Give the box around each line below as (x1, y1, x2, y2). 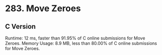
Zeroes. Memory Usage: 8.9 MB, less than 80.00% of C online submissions (5, 40, 157, 46)
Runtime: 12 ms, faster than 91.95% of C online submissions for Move (5, 35, 146, 41)
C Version (5, 22, 36, 31)
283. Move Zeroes (5, 3, 81, 14)
